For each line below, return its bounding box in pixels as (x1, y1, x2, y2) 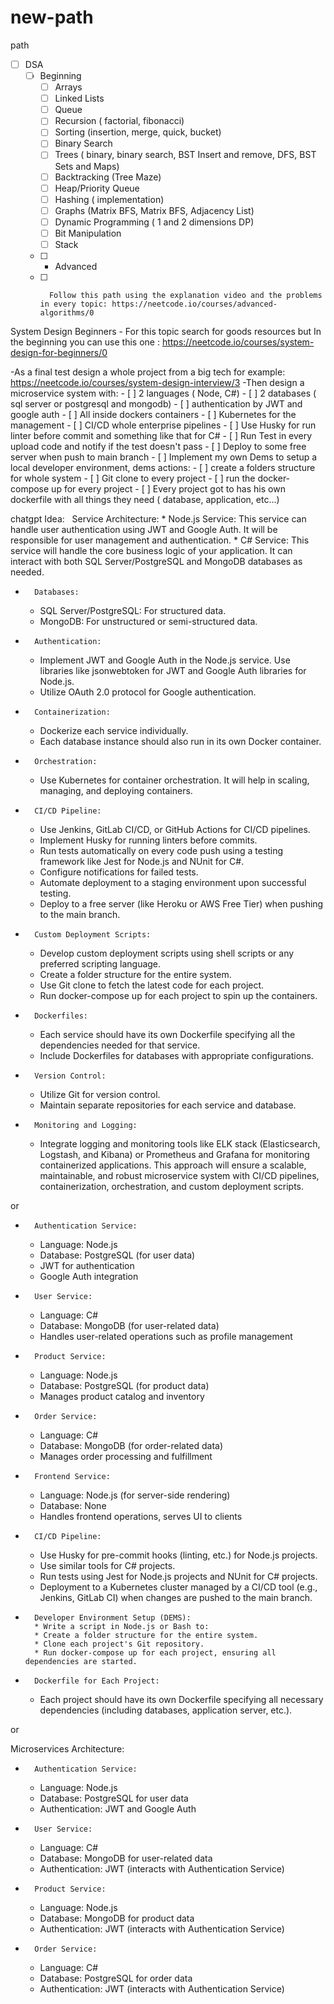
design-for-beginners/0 (10, 346, 108, 358)
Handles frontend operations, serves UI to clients (39, 1510, 243, 1522)
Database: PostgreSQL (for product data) (39, 1379, 210, 1391)
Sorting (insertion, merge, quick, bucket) (54, 126, 222, 138)
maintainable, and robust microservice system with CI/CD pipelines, (39, 1169, 320, 1181)
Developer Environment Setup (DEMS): (34, 1612, 192, 1623)
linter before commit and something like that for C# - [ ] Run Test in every (10, 429, 313, 441)
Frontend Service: (34, 1471, 111, 1481)
